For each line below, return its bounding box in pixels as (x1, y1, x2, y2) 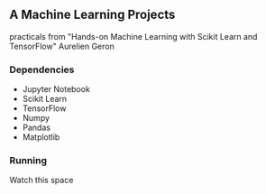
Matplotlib (22, 132, 60, 143)
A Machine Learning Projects (9, 7, 176, 23)
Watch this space (9, 175, 74, 186)
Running (9, 154, 48, 167)
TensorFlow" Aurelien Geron (9, 41, 115, 51)
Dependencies (9, 63, 75, 76)
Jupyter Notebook (22, 84, 90, 95)
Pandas (22, 122, 51, 134)
